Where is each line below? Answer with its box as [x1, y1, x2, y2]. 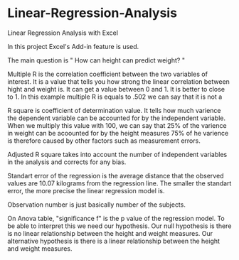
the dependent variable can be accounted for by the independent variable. [7, 114, 226, 122]
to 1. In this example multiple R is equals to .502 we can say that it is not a [7, 92, 223, 101]
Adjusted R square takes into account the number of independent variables [7, 150, 228, 158]
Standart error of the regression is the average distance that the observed [7, 171, 224, 180]
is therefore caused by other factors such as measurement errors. [7, 136, 201, 145]
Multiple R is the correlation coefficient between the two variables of [7, 70, 208, 78]
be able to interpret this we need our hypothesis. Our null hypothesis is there [7, 222, 232, 230]
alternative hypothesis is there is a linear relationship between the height [7, 237, 221, 245]
